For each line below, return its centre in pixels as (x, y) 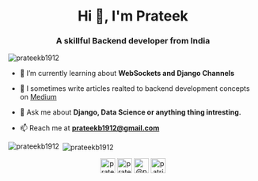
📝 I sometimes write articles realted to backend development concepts (135, 89)
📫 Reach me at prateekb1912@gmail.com (89, 128)
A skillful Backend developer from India (133, 41)
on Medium (38, 97)
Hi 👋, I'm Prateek (133, 16)
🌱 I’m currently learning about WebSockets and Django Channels (127, 74)
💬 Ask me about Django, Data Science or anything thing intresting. (130, 112)
